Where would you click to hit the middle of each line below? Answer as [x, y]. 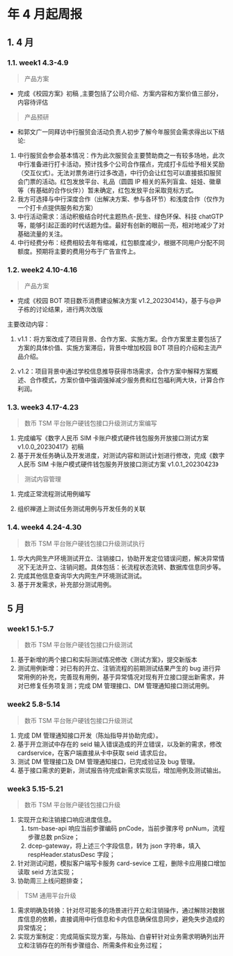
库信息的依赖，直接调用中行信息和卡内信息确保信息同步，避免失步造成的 [121, 919]
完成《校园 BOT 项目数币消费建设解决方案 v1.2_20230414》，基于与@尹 [119, 301]
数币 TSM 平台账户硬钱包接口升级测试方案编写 [91, 424]
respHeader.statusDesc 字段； [72, 855]
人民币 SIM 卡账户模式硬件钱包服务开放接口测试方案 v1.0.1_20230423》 [118, 464]
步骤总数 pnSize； [54, 837]
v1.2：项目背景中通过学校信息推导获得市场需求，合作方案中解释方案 [114, 371]
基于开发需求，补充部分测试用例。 [66, 584]
